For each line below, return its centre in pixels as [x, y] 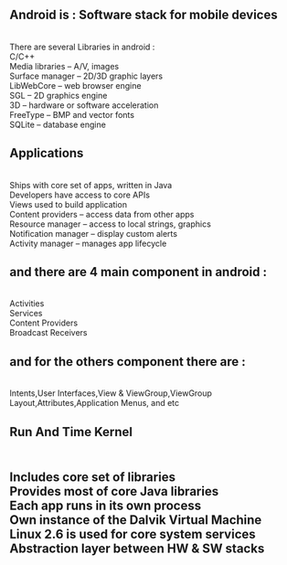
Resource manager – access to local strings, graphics [111, 224]
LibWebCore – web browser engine [75, 85]
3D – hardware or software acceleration [84, 105]
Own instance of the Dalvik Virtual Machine [136, 520]
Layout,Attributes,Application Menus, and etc [95, 403]
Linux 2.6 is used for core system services [133, 534]
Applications [47, 153]
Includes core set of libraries [93, 478]
